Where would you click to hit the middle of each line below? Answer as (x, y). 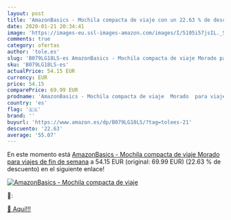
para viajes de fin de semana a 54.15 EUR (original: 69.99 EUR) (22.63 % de (114, 162)
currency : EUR (27, 77)
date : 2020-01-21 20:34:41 (46, 26)
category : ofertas (33, 45)
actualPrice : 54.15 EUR (41, 71)
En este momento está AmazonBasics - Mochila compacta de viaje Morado (113, 155)
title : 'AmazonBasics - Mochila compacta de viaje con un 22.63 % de (109, 20)
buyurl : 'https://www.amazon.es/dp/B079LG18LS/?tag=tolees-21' (100, 122)
